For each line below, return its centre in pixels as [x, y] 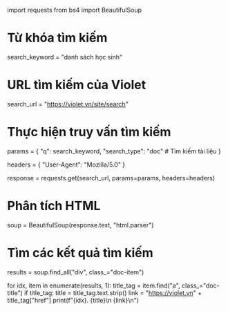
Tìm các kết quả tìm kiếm [80, 253]
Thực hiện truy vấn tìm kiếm [89, 132]
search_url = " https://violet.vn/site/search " [68, 104]
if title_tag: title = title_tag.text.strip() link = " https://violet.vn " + [113, 292]
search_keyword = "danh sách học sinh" [65, 57]
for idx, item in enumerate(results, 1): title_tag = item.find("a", [94, 285]
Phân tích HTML [54, 206]
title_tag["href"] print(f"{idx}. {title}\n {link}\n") [73, 300]
